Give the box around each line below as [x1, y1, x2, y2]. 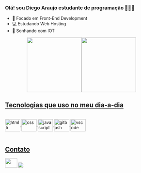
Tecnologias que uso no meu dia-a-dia [5, 101, 124, 109]
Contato [5, 145, 30, 154]
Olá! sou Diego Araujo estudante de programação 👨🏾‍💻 [5, 4, 135, 11]
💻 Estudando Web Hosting [12, 21, 66, 27]
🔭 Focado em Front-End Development [12, 16, 88, 21]
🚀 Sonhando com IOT [12, 28, 55, 34]
